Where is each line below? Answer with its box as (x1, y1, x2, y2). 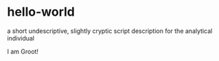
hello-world (7, 4, 76, 20)
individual (7, 34, 34, 42)
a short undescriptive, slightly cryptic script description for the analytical (7, 27, 213, 35)
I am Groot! (7, 47, 39, 56)
